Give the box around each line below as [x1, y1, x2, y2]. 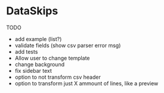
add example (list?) [14, 35, 62, 42]
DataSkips [6, 4, 58, 18]
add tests [14, 48, 38, 55]
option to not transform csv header [14, 73, 101, 80]
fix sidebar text [14, 67, 52, 74]
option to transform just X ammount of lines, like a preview [14, 79, 159, 87]
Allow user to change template [14, 54, 90, 61]
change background [14, 61, 64, 68]
